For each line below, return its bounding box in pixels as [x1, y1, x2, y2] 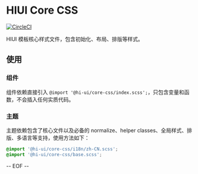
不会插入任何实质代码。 [16, 96, 74, 103]
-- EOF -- [6, 162, 30, 169]
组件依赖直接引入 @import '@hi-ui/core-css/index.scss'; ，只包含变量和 [6, 88, 184, 96]
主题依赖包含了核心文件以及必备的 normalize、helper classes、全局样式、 [6, 126, 187, 134]
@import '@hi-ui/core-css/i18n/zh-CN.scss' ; [6, 146, 118, 152]
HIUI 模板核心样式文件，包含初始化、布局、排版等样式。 [6, 35, 144, 42]
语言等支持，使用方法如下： [21, 134, 90, 141]
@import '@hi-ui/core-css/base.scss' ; [6, 151, 102, 157]
